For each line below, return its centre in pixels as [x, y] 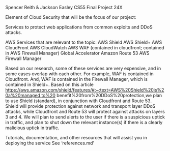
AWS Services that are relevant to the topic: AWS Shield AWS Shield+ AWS [84, 42]
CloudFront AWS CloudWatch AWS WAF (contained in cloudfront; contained [85, 48]
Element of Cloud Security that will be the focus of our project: [71, 17]
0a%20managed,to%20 [31, 95]
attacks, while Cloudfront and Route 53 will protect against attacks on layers [85, 112]
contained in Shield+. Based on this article [50, 84]
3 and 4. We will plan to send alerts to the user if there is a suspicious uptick [85, 117]
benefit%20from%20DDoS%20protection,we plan [109, 95]
